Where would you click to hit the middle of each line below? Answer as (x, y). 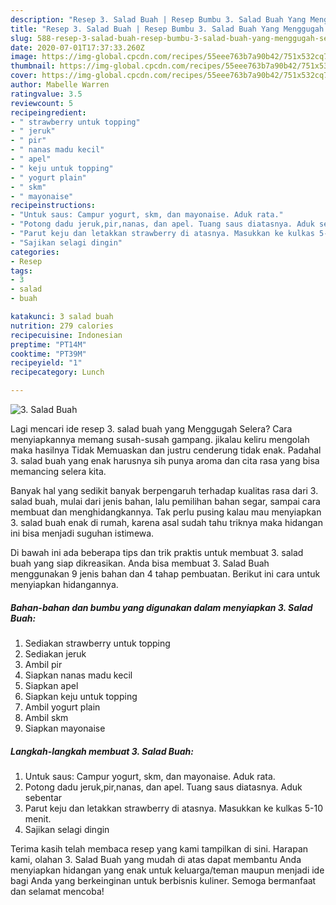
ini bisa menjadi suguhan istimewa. (82, 533)
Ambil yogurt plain (62, 707)
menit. (38, 818)
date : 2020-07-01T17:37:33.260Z (77, 47)
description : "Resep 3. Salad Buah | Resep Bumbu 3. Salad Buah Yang (158, 19)
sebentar (43, 797)
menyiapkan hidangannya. (64, 584)
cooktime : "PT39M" (48, 354)
